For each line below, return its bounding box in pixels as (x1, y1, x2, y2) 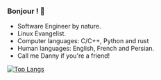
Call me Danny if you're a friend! (17, 51, 110, 60)
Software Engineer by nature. (17, 22, 101, 31)
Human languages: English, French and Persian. (17, 45, 155, 53)
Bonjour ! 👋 (7, 6, 45, 16)
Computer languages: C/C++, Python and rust (17, 37, 149, 45)
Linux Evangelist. (17, 29, 67, 38)
